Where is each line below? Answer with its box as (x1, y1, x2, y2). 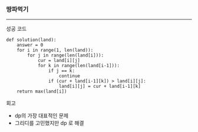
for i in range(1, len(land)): (16, 47, 94, 54)
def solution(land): (6, 37, 57, 43)
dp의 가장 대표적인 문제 (14, 112, 69, 119)
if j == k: (48, 68, 75, 74)
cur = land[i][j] (37, 58, 81, 64)
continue (58, 73, 81, 79)
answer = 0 (16, 42, 44, 48)
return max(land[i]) (16, 88, 67, 95)
